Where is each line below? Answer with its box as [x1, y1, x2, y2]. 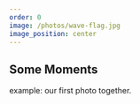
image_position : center [9, 29, 97, 38]
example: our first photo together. [9, 85, 132, 96]
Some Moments [9, 62, 98, 77]
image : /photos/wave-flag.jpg [9, 21, 121, 30]
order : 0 [9, 12, 42, 22]
